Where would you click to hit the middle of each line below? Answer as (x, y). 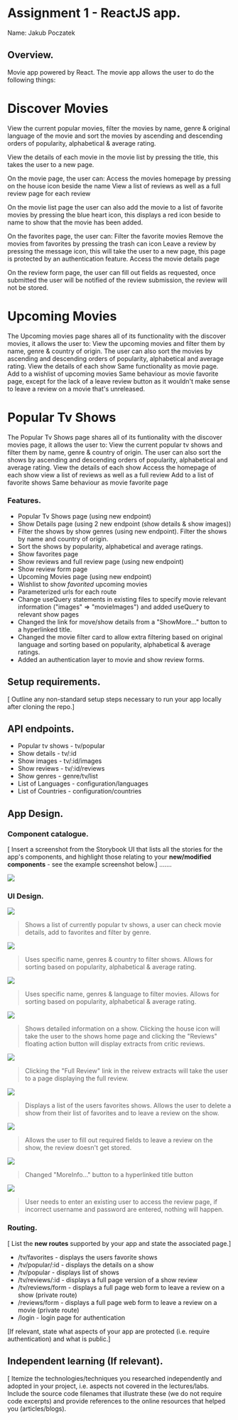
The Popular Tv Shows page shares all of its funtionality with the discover (115, 437)
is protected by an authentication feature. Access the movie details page (114, 259)
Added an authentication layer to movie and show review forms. (111, 659)
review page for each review (49, 193)
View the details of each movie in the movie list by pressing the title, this (113, 157)
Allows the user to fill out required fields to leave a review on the (119, 1140)
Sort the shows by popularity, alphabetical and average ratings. (110, 546)
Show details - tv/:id (47, 754)
